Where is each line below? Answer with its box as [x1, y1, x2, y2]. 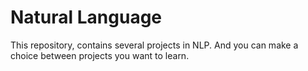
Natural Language [10, 6, 163, 29]
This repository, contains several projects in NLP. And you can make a [10, 39, 299, 51]
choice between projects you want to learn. [10, 49, 190, 61]
